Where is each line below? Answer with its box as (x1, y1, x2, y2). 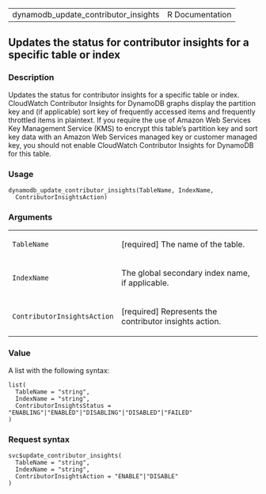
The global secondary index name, (121, 268, 250, 279)
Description (8, 72, 55, 83)
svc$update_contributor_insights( (8, 451, 123, 459)
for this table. (8, 149, 51, 158)
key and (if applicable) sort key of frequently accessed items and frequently (8, 107, 256, 116)
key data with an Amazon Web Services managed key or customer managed (8, 132, 257, 141)
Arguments (8, 211, 53, 222)
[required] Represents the (121, 306, 218, 317)
